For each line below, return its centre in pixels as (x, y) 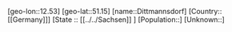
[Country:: (205, 11)
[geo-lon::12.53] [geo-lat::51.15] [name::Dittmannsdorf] (97, 11)
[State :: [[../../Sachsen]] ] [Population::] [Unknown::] (138, 20)
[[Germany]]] (29, 20)
